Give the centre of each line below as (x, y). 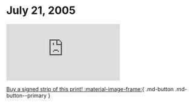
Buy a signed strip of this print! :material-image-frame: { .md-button (90, 89)
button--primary (27, 95)
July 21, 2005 (41, 11)
